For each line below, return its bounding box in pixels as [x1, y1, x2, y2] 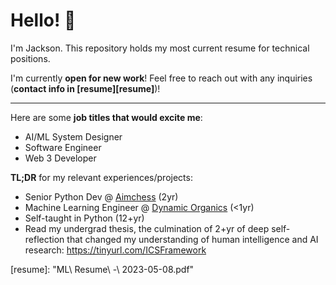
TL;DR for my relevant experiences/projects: [10, 171, 193, 183]
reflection [24, 233, 65, 245]
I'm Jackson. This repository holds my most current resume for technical [10, 42, 310, 54]
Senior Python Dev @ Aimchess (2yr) [24, 190, 179, 203]
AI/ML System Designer [24, 130, 123, 143]
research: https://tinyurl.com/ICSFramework [24, 244, 207, 256]
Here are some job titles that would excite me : [10, 111, 203, 123]
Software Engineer [24, 141, 102, 153]
